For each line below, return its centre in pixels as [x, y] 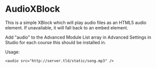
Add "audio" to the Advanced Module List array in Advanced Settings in [78, 37]
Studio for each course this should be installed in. [56, 42]
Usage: [12, 52]
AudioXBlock [33, 9]
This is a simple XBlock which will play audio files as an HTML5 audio [76, 23]
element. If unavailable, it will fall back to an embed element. [67, 27]
